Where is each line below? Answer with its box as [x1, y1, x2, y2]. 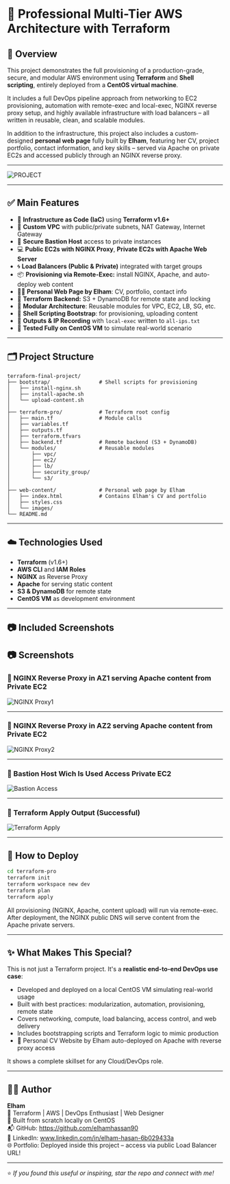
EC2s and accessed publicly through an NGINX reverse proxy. [7, 151, 183, 159]
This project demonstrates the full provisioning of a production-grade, [7, 67, 205, 74]
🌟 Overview [7, 48, 57, 60]
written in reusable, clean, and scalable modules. [7, 116, 145, 124]
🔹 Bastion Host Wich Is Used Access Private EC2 [7, 768, 172, 778]
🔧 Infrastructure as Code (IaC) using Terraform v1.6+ [16, 215, 170, 224]
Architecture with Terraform [7, 21, 170, 36]
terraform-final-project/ [7, 372, 81, 379]
